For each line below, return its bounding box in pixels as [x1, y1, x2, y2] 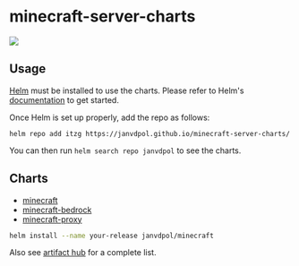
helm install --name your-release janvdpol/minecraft [9, 231, 215, 240]
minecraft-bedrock [21, 204, 92, 215]
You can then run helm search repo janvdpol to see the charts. [9, 145, 242, 156]
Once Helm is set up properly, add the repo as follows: [9, 112, 210, 123]
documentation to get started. [9, 94, 119, 105]
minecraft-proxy [21, 213, 82, 225]
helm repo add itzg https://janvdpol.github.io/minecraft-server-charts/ [9, 129, 291, 138]
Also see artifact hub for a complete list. [9, 247, 157, 258]
